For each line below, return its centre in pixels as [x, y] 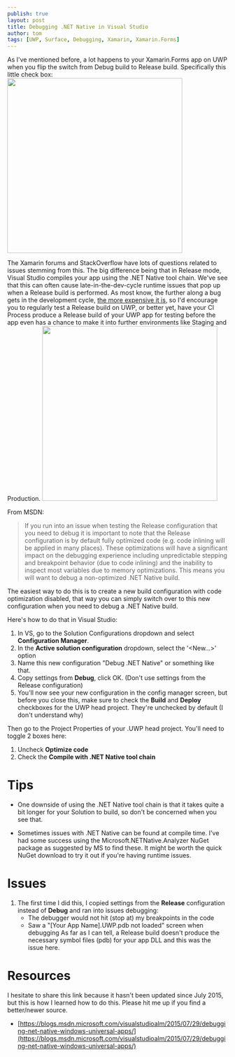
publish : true [28, 14]
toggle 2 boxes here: [37, 736]
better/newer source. [37, 1010]
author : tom [24, 33]
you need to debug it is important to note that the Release [107, 533]
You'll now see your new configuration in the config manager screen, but [122, 693]
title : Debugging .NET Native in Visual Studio [78, 27]
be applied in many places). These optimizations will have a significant [126, 548]
